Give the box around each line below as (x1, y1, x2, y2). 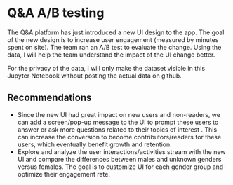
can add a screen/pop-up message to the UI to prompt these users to (17, 118, 219, 126)
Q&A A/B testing (7, 5, 105, 21)
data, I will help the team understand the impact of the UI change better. (7, 50, 215, 59)
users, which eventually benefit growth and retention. (17, 140, 172, 149)
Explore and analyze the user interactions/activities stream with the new (17, 147, 226, 156)
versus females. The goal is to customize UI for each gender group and (17, 163, 224, 171)
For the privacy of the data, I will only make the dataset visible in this (7, 64, 206, 72)
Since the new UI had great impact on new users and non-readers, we (17, 110, 221, 118)
